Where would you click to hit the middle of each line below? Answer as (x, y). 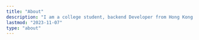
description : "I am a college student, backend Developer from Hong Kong (100, 17)
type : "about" (24, 28)
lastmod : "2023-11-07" (34, 22)
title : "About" (25, 11)
